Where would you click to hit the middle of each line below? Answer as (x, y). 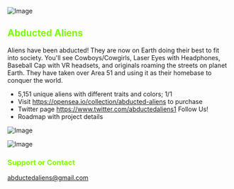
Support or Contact (41, 162)
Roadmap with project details (60, 116)
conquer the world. (35, 80)
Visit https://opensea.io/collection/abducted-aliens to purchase (110, 101)
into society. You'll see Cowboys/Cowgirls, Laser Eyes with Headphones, (114, 57)
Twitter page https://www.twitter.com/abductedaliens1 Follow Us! (113, 109)
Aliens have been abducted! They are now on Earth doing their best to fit (113, 50)
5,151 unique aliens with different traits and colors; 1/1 (95, 94)
